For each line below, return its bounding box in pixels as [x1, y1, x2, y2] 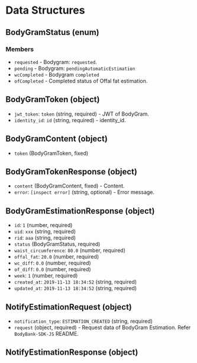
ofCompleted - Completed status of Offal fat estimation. [14, 77, 148, 84]
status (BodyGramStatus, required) [14, 241, 101, 248]
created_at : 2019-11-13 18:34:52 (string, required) [14, 278, 137, 285]
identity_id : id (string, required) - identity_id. [14, 116, 126, 123]
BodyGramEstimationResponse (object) [5, 206, 155, 216]
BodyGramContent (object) [5, 134, 108, 144]
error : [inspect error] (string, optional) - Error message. [14, 189, 155, 196]
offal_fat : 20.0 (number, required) [14, 253, 99, 260]
